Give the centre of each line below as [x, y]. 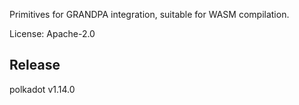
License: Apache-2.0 [52, 33]
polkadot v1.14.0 [42, 89]
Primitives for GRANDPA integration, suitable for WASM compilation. [149, 14]
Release [35, 65]
